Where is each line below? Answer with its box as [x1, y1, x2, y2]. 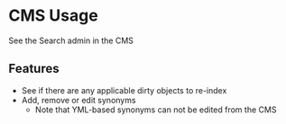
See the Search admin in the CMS [8, 35, 134, 46]
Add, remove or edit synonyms [21, 94, 136, 105]
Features [8, 61, 60, 76]
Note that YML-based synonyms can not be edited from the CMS [34, 104, 277, 115]
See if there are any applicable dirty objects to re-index [21, 84, 227, 95]
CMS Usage [8, 5, 98, 26]
